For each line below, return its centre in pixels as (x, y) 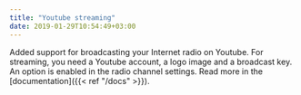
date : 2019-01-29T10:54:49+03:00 (73, 26)
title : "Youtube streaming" (63, 18)
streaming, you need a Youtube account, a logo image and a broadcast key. (151, 62)
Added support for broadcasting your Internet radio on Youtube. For (136, 52)
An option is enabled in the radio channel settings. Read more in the (136, 71)
